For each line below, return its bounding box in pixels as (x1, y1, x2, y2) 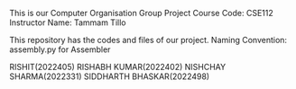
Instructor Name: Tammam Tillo (9, 17, 126, 28)
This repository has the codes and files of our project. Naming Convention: (9, 35, 287, 45)
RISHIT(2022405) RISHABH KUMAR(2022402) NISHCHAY (9, 62, 227, 72)
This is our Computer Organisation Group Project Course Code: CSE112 (9, 8, 273, 18)
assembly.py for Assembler (9, 44, 111, 55)
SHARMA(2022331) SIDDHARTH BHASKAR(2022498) (9, 71, 210, 82)
